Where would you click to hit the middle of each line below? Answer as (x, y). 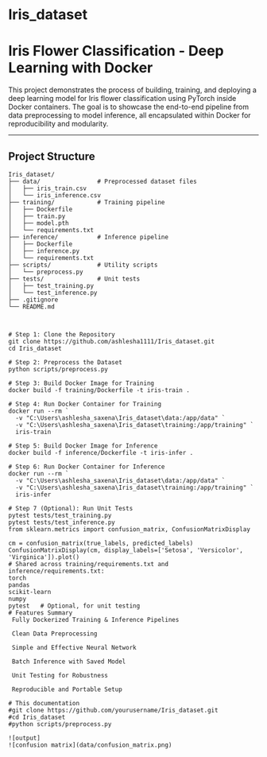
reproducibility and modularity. (58, 124)
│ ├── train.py (37, 216)
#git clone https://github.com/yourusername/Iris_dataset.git (113, 710)
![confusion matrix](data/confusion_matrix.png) (90, 745)
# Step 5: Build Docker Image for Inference (83, 446)
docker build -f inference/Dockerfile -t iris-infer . (101, 452)
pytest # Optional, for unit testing (74, 606)
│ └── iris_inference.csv (55, 195)
